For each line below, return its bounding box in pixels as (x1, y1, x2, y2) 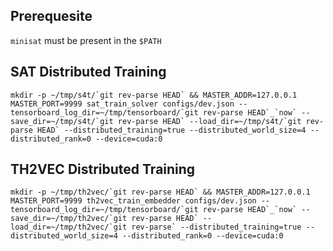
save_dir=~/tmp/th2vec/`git (10, 214, 128, 224)
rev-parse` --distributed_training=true (131, 222, 302, 233)
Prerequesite (10, 8, 93, 25)
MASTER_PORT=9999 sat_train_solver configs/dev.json (10, 99, 235, 109)
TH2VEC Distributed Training (10, 161, 196, 178)
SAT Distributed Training (10, 64, 167, 81)
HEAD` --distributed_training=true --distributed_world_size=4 (36, 125, 307, 135)
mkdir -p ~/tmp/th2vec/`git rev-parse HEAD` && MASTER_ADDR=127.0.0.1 (10, 187, 311, 198)
